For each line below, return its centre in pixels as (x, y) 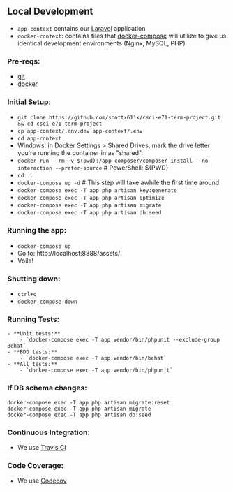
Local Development (50, 12)
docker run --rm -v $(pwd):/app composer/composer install (105, 161)
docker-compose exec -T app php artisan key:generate (97, 191)
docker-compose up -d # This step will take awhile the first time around (118, 183)
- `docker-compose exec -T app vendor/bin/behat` (93, 358)
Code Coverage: (36, 465)
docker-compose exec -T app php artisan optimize (91, 198)
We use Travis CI (42, 447)
